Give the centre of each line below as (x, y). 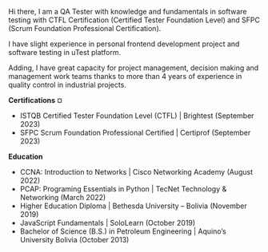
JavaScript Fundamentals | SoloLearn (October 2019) (108, 223)
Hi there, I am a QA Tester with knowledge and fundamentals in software (128, 12)
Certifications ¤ (35, 100)
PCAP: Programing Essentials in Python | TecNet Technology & (123, 189)
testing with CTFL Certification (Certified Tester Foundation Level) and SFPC (134, 20)
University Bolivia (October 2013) (74, 240)
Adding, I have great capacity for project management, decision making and (134, 68)
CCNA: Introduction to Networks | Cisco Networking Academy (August (136, 172)
